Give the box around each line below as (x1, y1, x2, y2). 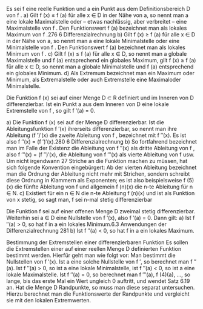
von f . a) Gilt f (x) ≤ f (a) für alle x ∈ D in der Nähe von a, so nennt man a (6, 12, 189, 19)
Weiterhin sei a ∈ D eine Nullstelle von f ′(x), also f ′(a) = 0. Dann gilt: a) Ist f (6, 214, 195, 221)
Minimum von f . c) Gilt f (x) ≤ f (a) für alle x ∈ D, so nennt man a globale (6, 50, 187, 57)
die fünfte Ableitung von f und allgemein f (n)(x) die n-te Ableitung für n (14, 183, 193, 190)
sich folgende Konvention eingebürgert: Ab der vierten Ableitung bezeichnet (6, 164, 197, 171)
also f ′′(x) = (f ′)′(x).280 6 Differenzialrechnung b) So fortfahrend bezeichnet (6, 138, 197, 145)
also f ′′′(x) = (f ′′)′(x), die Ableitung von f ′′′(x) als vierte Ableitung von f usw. (6, 151, 195, 158)
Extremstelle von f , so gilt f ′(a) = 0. (6, 107, 96, 114)
